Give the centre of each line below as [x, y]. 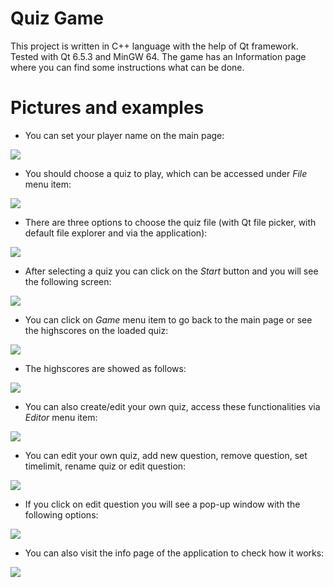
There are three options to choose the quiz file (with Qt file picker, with [170, 222]
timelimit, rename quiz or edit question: [105, 466]
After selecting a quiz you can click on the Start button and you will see [171, 271]
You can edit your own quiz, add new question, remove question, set [166, 455]
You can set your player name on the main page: [124, 135]
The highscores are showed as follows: [105, 368]
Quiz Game [57, 18]
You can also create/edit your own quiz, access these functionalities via [172, 406]
